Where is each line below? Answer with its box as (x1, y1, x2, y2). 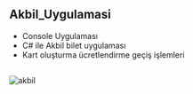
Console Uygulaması (21, 30, 98, 41)
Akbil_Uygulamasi (9, 7, 111, 22)
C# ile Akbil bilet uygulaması (21, 40, 126, 51)
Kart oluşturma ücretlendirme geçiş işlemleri (21, 49, 185, 60)
